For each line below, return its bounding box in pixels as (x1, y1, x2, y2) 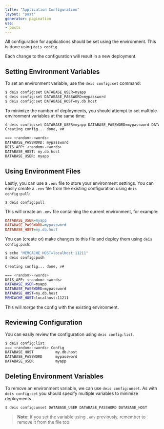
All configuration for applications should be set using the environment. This (5, 39, 156, 44)
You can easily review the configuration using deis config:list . (5, 331, 134, 337)
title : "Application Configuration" (5, 7, 80, 12)
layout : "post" (5, 12, 36, 17)
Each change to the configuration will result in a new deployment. (5, 53, 137, 59)
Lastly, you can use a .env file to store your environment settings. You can (5, 180, 154, 186)
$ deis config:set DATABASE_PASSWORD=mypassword (5, 94, 106, 99)
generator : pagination (5, 16, 51, 21)
